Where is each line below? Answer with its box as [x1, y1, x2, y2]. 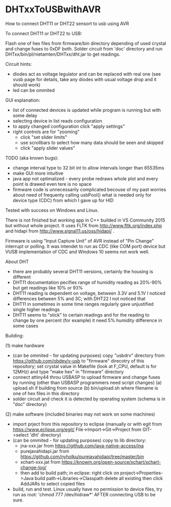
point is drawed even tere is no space [12, 181, 92, 187]
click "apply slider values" [20, 144, 76, 151]
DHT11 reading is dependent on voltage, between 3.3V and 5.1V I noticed [12, 290, 166, 296]
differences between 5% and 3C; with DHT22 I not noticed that [12, 295, 145, 302]
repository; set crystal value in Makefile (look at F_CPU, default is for [12, 363, 157, 369]
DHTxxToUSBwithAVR [5, 4, 101, 15]
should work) [12, 82, 41, 88]
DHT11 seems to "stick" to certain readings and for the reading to [12, 311, 150, 318]
